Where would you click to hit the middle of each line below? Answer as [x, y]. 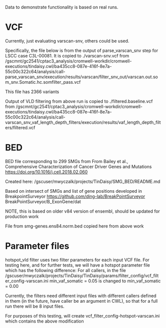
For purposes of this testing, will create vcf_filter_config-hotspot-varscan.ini [83, 316]
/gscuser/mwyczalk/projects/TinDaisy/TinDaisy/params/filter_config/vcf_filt [82, 275]
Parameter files [37, 246]
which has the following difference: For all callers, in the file [65, 270]
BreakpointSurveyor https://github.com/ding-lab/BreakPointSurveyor [75, 196]
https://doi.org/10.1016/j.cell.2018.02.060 [46, 172]
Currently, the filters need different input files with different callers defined [81, 296]
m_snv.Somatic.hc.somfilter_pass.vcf [43, 82]
